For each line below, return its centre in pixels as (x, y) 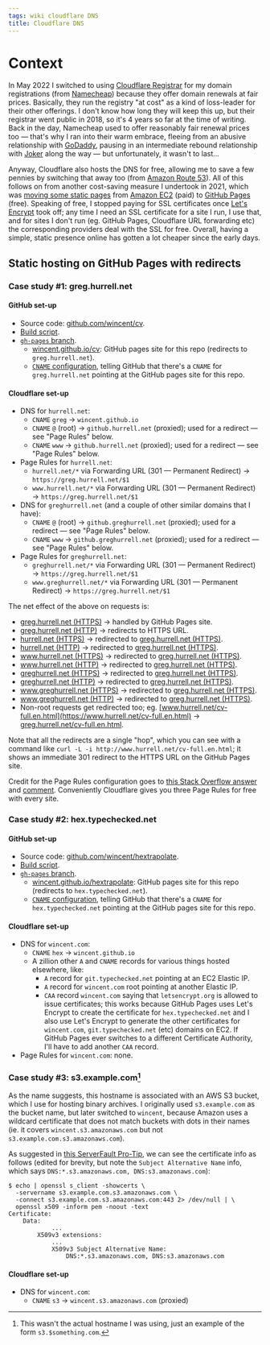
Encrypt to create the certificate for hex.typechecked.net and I (147, 1012)
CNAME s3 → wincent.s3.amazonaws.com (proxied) (110, 1301)
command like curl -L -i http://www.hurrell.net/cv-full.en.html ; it (125, 749)
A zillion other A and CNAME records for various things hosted (131, 961)
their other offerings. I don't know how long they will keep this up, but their (132, 111)
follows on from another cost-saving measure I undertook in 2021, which (129, 187)
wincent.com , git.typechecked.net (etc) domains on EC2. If (141, 1030)
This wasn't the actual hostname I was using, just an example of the (132, 1324)
